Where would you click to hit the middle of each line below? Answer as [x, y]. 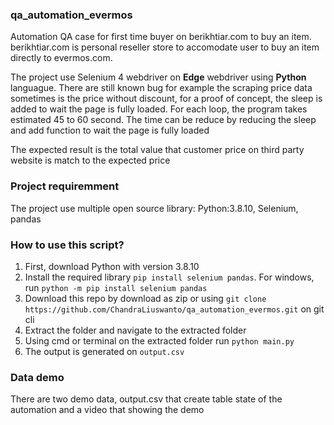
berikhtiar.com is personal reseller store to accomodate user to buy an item [165, 47]
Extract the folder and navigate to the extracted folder [135, 330]
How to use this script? [67, 245]
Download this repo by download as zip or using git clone [145, 298]
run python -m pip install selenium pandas [116, 287]
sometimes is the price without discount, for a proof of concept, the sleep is [166, 99]
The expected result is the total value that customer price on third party [157, 150]
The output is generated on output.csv [104, 351]
